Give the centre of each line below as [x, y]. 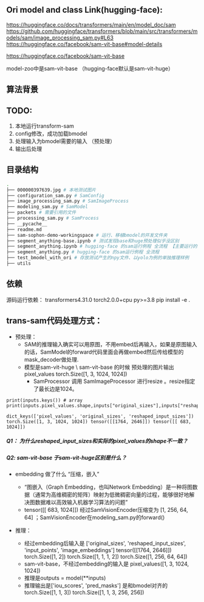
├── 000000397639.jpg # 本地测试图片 [51, 190]
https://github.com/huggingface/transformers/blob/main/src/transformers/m [102, 31]
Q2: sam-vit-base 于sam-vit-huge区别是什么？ [66, 457]
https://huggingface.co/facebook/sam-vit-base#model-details [84, 44]
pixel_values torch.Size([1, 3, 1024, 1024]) [76, 374]
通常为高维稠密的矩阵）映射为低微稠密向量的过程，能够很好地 [112, 494]
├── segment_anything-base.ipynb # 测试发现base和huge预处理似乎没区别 [93, 241]
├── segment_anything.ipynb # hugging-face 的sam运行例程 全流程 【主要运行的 [102, 247]
